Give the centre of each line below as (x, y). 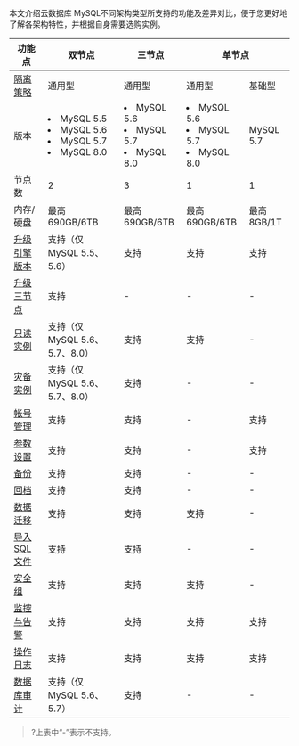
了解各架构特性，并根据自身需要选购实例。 (87, 24)
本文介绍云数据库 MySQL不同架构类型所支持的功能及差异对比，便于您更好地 (149, 13)
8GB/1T (265, 222)
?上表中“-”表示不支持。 (73, 732)
